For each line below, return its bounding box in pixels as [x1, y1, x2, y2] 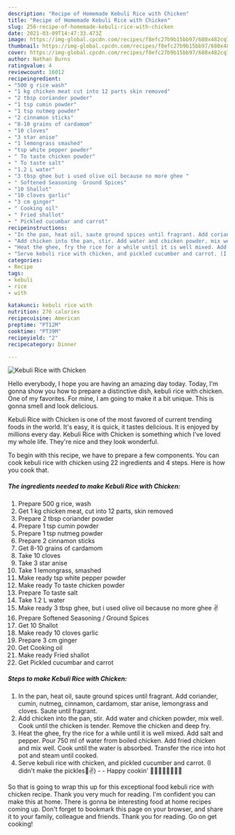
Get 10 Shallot [17, 621, 59, 630]
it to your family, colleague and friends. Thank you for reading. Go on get [8, 813, 217, 821]
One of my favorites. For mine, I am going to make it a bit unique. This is [8, 394, 215, 403]
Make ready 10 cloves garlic [17, 629, 99, 637]
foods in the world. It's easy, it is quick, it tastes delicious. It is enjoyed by [8, 423, 219, 431]
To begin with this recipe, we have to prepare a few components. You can [8, 451, 220, 459]
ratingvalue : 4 [8, 62, 52, 69]
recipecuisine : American [8, 315, 80, 322]
